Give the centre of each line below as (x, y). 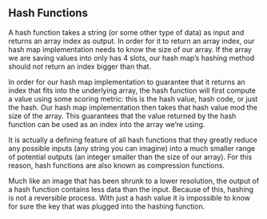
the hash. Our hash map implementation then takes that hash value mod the (133, 107)
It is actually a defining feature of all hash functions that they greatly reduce (133, 140)
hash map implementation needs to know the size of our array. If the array (130, 49)
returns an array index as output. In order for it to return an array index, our (132, 41)
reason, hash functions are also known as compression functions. (117, 165)
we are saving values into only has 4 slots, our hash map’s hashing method (132, 58)
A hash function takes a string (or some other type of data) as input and (126, 32)
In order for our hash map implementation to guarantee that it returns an (127, 82)
